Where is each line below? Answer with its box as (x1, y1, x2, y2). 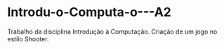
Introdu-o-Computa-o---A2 (7, 4, 172, 20)
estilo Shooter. (7, 34, 49, 43)
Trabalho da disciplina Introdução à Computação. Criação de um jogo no (7, 27, 218, 36)
